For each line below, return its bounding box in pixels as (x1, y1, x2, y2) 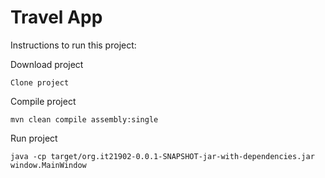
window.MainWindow (10, 160, 87, 170)
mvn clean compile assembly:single (10, 114, 159, 125)
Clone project (10, 77, 70, 88)
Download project (10, 58, 84, 70)
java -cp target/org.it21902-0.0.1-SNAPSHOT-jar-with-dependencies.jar (10, 151, 315, 161)
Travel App (10, 6, 103, 29)
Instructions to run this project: (10, 39, 137, 51)
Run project (10, 132, 58, 144)
